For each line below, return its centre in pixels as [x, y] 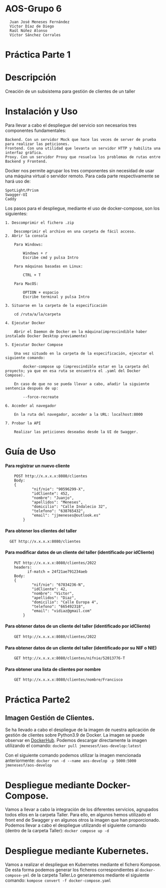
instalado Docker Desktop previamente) [46, 336]
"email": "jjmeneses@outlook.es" [66, 515]
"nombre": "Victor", [53, 593]
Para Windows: [28, 245]
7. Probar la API [23, 423]
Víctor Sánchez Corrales [35, 35]
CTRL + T [32, 275]
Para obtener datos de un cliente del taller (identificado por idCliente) [78, 626]
